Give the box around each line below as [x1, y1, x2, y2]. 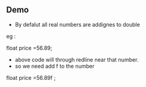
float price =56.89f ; [6, 74, 56, 81]
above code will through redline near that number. [14, 56, 139, 63]
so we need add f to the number [14, 62, 95, 69]
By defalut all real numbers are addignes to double [14, 21, 140, 28]
